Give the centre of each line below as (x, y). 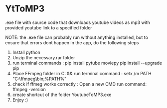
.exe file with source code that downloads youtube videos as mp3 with (78, 22)
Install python (26, 52)
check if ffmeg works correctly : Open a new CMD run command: (80, 84)
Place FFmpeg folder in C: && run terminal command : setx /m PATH (82, 73)
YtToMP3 (25, 9)
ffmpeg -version (29, 89)
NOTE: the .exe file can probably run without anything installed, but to (77, 37)
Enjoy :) (20, 100)
